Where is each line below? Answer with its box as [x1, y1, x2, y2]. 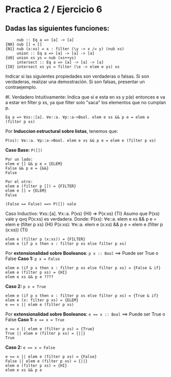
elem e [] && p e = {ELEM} [5, 161, 63, 167]
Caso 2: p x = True [5, 284, 46, 289]
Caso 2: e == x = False [5, 344, 55, 350]
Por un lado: [5, 157, 33, 162]
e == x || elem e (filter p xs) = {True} [5, 326, 95, 332]
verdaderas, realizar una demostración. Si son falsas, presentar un [5, 79, 145, 85]
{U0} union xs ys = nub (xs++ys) [5, 55, 77, 60]
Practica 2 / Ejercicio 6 [5, 4, 103, 15]
